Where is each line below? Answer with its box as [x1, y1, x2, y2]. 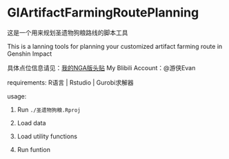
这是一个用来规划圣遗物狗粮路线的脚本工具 [7, 28, 128, 36]
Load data [17, 118, 46, 127]
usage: [7, 92, 27, 100]
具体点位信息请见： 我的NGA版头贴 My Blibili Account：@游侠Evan [7, 63, 196, 72]
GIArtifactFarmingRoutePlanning [7, 5, 199, 21]
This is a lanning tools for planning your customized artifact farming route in [7, 42, 223, 50]
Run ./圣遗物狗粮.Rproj [17, 105, 81, 114]
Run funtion [17, 145, 50, 153]
